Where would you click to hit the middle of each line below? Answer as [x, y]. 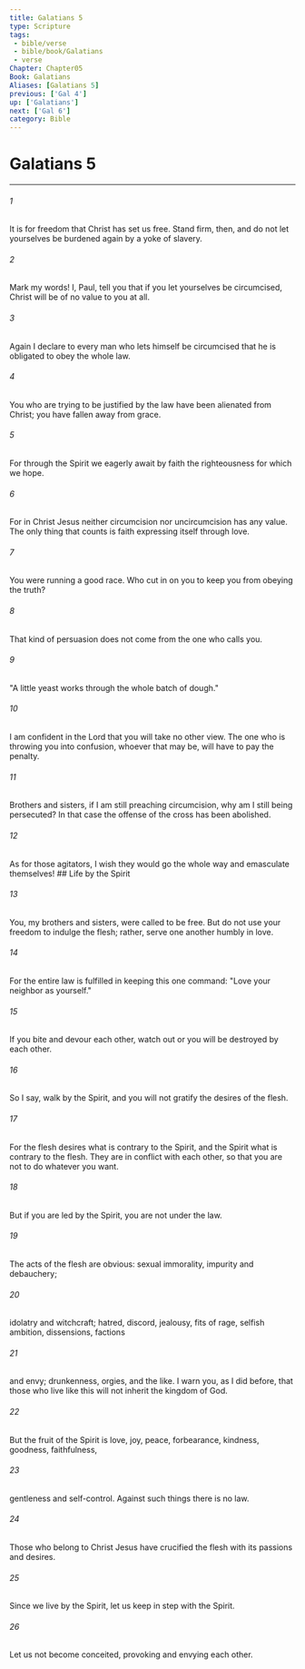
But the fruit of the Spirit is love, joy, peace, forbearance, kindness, [134, 1439]
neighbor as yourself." [51, 990]
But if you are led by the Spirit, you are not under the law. [116, 1215]
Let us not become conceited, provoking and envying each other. [131, 1654]
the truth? [28, 590]
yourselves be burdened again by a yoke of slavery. [106, 239]
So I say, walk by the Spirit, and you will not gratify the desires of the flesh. [149, 1098]
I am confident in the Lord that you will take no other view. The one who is [148, 737]
